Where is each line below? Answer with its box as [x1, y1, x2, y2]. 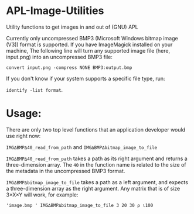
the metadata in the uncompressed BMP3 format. [6, 167, 125, 174]
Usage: [6, 107, 42, 120]
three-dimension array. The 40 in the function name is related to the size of [6, 161, 186, 168]
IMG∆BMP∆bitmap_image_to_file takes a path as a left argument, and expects [6, 178, 189, 185]
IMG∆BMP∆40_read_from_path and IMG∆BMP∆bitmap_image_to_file [6, 143, 158, 150]
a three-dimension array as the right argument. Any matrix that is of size [6, 185, 181, 192]
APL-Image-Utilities [6, 4, 104, 18]
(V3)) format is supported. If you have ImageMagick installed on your [6, 41, 173, 48]
